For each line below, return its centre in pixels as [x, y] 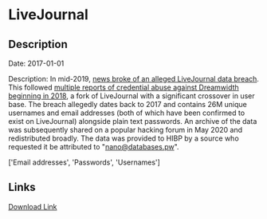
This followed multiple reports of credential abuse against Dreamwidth [124, 87]
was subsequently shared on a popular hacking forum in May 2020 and [126, 130]
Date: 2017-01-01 [36, 63]
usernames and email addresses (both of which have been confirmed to [127, 113]
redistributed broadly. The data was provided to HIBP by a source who [124, 138]
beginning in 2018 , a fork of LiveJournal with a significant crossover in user [132, 96]
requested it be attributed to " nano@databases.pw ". [94, 147]
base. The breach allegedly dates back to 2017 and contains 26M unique [128, 104]
